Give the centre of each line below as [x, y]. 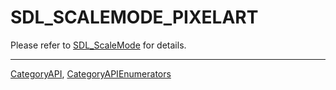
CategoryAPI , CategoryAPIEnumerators [91, 73]
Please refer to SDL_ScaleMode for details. [98, 45]
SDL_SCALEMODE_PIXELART [134, 17]
